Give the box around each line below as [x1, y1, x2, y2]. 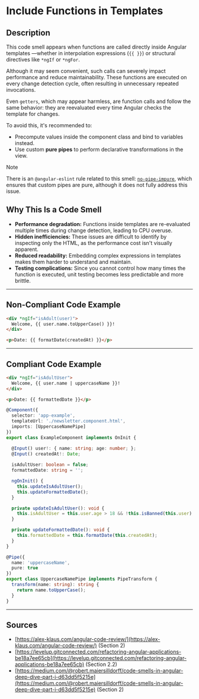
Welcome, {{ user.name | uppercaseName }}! [11, 380, 120, 386]
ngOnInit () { [11, 478, 44, 484]
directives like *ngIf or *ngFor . [6, 56, 80, 63]
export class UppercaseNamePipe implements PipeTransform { [6, 576, 158, 582]
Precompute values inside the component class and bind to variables [14, 133, 184, 140]
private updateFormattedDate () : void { [11, 527, 110, 533]
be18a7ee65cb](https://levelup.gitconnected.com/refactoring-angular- [14, 655, 187, 662]
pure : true [11, 565, 38, 571]
